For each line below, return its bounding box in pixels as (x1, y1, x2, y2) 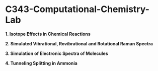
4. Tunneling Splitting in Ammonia (5, 60, 78, 66)
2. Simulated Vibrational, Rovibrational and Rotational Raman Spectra (5, 40, 153, 46)
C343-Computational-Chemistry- (5, 4, 150, 15)
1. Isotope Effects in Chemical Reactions (5, 31, 91, 37)
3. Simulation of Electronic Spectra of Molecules (5, 50, 108, 56)
